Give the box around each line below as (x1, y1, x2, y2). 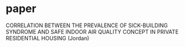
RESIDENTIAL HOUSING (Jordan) (5, 34, 89, 42)
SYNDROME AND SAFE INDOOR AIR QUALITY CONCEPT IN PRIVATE (5, 28, 179, 35)
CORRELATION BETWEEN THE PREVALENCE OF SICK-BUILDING (5, 22, 168, 29)
